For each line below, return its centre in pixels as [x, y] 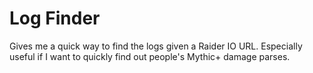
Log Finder [55, 18]
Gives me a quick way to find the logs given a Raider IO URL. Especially [156, 46]
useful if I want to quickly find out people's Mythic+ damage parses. [150, 56]
